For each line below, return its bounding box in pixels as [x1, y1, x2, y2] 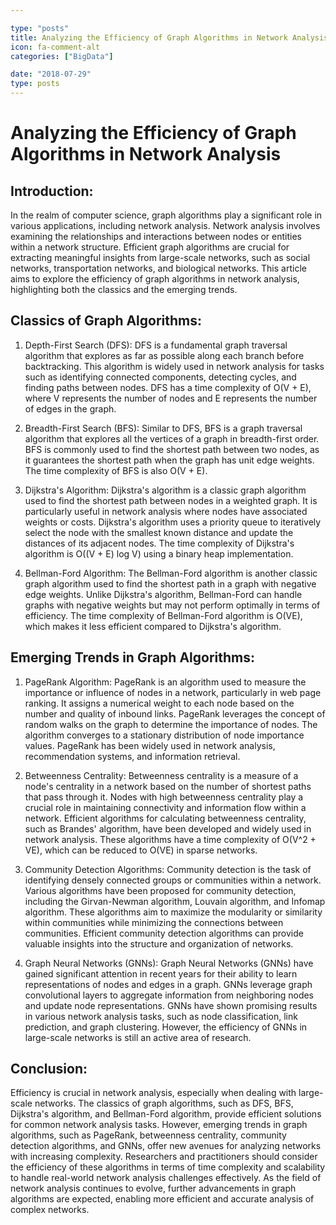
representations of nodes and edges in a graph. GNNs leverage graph [24, 978, 313, 990]
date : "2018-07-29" [10, 69, 92, 80]
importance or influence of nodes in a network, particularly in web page [24, 686, 322, 698]
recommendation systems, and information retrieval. [24, 750, 241, 762]
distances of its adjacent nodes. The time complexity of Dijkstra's [24, 537, 295, 549]
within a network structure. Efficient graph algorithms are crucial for [10, 241, 290, 253]
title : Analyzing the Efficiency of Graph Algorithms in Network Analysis [10, 32, 329, 43]
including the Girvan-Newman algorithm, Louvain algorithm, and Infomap [24, 895, 326, 907]
